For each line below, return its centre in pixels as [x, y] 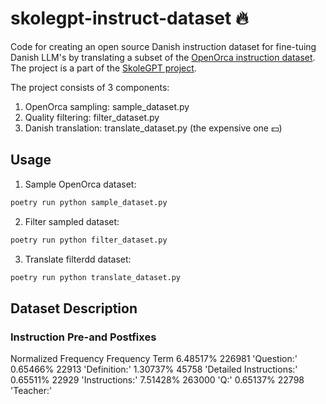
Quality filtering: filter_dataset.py [92, 117]
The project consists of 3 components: [90, 87]
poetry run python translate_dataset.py [96, 277]
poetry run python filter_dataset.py [89, 240]
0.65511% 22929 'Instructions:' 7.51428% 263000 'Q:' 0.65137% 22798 [157, 380]
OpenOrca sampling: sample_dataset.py [107, 106]
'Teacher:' [31, 391]
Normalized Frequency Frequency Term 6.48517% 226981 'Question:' [154, 359]
